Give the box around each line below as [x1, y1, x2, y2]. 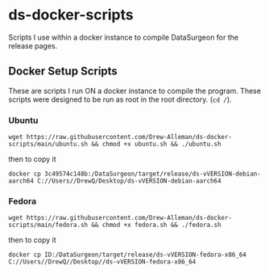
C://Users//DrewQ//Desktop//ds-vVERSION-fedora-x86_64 [8, 258, 197, 266]
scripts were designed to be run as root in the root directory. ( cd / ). [8, 95, 232, 104]
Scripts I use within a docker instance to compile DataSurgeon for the [8, 32, 239, 42]
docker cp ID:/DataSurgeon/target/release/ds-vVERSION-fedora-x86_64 [8, 251, 247, 259]
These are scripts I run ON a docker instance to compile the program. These [8, 86, 262, 95]
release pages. [8, 40, 58, 50]
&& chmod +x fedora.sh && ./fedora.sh [91, 221, 221, 230]
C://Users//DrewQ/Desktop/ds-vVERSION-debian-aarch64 [37, 177, 221, 185]
